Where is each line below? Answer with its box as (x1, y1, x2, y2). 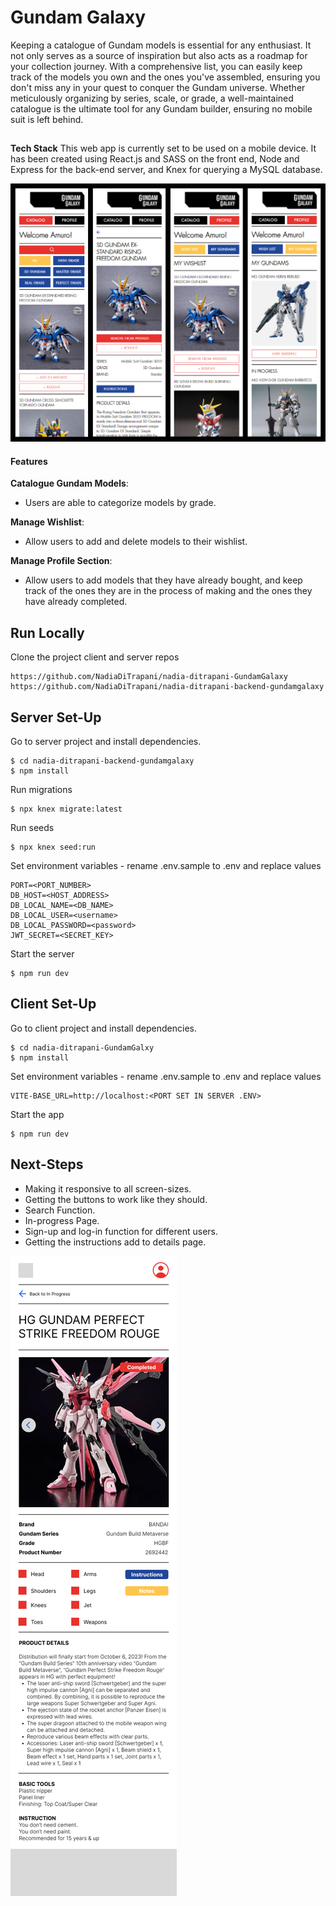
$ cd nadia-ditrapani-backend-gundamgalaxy (10, 756, 195, 766)
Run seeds (10, 822, 55, 834)
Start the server (10, 948, 75, 960)
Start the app (10, 1108, 65, 1120)
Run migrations (10, 784, 73, 796)
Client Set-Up (10, 996, 97, 1013)
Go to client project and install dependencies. (10, 1022, 197, 1034)
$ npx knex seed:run (10, 842, 97, 853)
